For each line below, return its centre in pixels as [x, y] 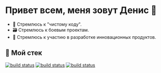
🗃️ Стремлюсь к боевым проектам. [51, 30]
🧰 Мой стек [24, 53]
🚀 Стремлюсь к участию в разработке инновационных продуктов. [84, 37]
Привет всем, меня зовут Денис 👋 [81, 10]
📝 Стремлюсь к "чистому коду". [47, 24]
